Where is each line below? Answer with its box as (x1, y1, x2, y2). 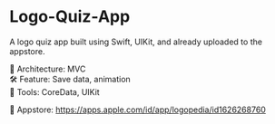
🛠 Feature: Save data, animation (9, 73, 132, 84)
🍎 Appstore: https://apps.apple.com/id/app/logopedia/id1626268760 (9, 104, 266, 115)
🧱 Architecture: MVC (9, 63, 86, 74)
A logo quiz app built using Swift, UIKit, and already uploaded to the (9, 36, 263, 47)
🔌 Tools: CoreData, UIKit (9, 86, 100, 97)
